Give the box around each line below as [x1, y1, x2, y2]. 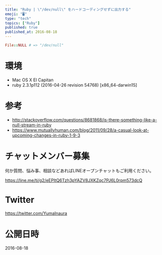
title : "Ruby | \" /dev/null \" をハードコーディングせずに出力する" [5, 7, 132, 12]
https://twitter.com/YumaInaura [5, 210, 68, 216]
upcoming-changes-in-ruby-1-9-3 [12, 132, 81, 138]
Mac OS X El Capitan [12, 77, 54, 83]
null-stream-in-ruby [12, 122, 52, 128]
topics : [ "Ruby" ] [5, 20, 40, 26]
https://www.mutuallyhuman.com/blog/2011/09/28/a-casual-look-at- [12, 127, 149, 133]
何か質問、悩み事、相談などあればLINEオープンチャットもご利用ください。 [5, 167, 154, 173]
